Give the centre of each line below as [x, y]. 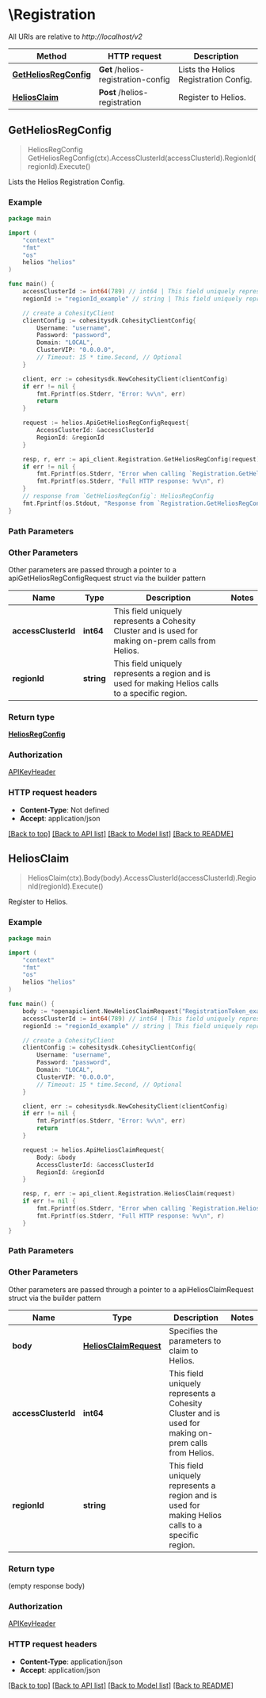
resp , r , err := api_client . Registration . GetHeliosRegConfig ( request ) [141, 459]
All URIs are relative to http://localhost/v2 [75, 36]
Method [52, 55]
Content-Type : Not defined [64, 809]
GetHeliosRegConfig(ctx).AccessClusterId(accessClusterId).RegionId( [142, 158]
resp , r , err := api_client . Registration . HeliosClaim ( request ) [129, 1194]
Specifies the [194, 1331]
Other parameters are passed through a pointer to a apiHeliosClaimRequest [131, 1289]
